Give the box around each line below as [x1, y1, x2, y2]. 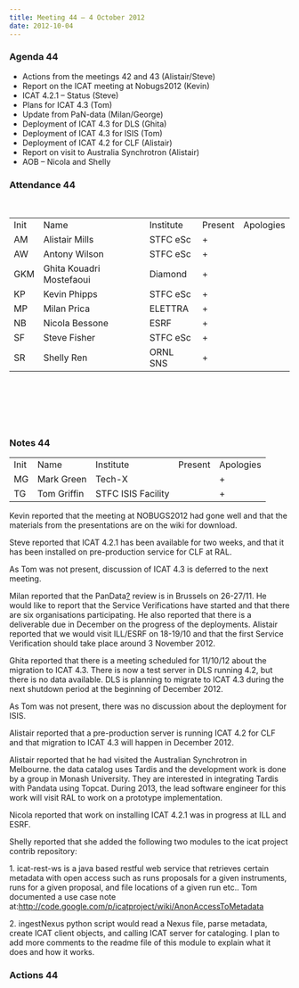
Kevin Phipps [43, 288, 98, 301]
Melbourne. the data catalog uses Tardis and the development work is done [9, 764, 287, 775]
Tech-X [94, 473, 129, 486]
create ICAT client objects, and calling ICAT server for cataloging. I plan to [9, 928, 280, 939]
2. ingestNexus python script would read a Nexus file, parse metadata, [9, 918, 268, 929]
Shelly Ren [43, 351, 88, 364]
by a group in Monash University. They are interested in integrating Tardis [9, 773, 279, 785]
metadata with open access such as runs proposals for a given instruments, [9, 873, 287, 884]
